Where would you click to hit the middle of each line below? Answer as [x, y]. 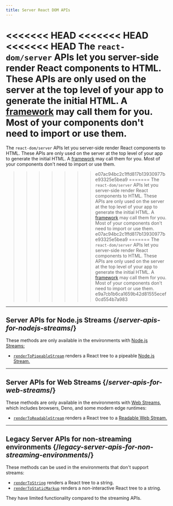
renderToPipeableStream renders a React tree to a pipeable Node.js [84, 356]
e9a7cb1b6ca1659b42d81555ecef [131, 294]
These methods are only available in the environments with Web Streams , [83, 402]
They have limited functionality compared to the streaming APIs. [74, 498]
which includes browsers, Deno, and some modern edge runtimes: [76, 408]
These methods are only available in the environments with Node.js [77, 340]
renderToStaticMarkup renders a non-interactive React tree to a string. [87, 488]
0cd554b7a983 [111, 299]
